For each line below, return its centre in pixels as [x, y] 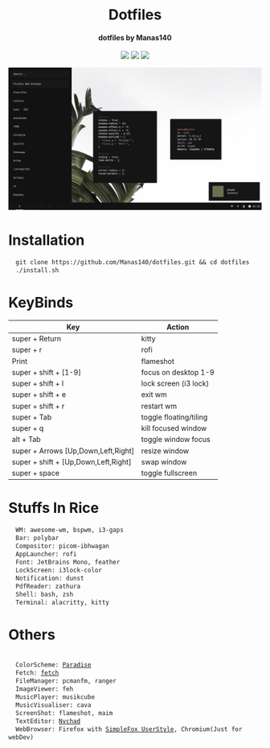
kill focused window [174, 428]
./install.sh [37, 271]
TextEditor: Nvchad [48, 721]
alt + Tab [27, 440]
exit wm [154, 395]
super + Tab [32, 417]
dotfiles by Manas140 [135, 37]
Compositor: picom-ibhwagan [63, 546]
